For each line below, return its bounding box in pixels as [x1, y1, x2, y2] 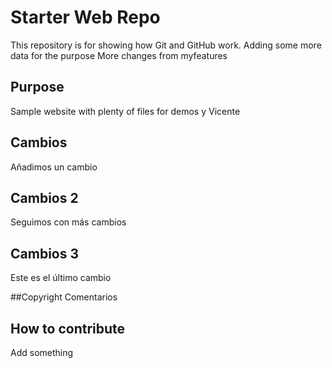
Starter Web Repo [10, 6, 161, 29]
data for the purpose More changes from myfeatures [10, 49, 228, 61]
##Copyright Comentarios [10, 291, 118, 303]
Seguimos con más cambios [10, 216, 127, 228]
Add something [10, 347, 74, 358]
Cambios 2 [10, 189, 79, 206]
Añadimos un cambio [10, 161, 98, 173]
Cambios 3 [10, 245, 79, 262]
